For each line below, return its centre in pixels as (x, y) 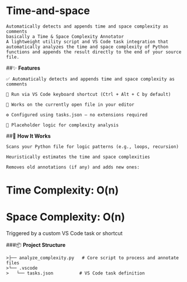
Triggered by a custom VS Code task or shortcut (64, 233)
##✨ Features (23, 68)
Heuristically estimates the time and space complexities (78, 157)
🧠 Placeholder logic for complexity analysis (62, 125)
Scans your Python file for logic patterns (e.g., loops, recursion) (93, 147)
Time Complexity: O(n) (63, 190)
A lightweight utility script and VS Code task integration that (87, 42)
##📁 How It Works (28, 136)
